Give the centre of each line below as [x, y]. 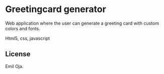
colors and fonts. [23, 28]
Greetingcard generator [56, 9]
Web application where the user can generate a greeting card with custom [82, 23]
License [18, 54]
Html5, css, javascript [28, 38]
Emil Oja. [14, 66]
